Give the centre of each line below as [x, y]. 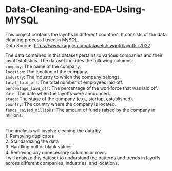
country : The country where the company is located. [61, 104]
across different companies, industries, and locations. [62, 163]
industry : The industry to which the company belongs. [63, 77]
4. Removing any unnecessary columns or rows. [56, 152]
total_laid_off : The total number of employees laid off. [64, 82]
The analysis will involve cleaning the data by [53, 130]
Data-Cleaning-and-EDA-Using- [75, 9]
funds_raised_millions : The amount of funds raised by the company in [80, 110]
